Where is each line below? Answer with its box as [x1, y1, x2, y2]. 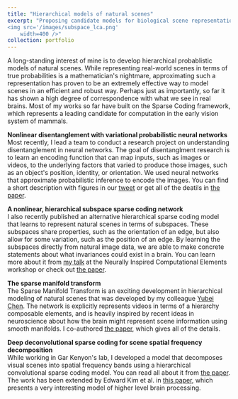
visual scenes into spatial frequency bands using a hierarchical [7, 361, 191, 370]
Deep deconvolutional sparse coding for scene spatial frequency [7, 339, 203, 347]
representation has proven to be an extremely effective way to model [7, 79, 209, 87]
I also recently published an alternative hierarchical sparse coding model [7, 213, 220, 221]
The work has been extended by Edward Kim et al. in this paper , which [7, 376, 213, 385]
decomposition [7, 346, 53, 354]
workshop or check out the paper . [7, 265, 106, 274]
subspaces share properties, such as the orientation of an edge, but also [7, 228, 220, 236]
